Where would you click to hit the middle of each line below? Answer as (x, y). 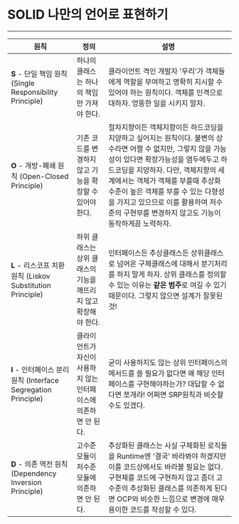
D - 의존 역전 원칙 (39, 464)
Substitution (31, 285)
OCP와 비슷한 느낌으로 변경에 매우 (171, 498)
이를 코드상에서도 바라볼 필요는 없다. (165, 466)
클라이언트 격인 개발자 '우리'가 (156, 71)
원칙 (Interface (35, 380)
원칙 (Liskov (31, 276)
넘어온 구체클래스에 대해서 (158, 263)
